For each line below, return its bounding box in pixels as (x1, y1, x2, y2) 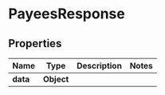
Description (77, 61, 122, 71)
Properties (8, 37, 62, 50)
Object (42, 73, 69, 85)
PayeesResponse (8, 5, 125, 23)
